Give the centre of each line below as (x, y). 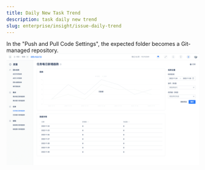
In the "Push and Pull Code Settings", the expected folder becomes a (93, 44)
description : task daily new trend (52, 19)
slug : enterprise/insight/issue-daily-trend (64, 26)
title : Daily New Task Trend (43, 13)
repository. (45, 50)
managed (18, 50)
